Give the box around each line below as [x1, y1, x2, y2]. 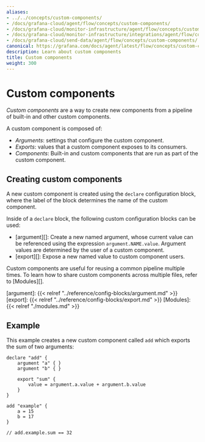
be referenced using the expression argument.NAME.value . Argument [15, 240, 186, 248]
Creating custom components [6, 174, 123, 184]
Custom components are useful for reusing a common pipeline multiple [6, 265, 185, 272]
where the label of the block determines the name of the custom [6, 197, 168, 204]
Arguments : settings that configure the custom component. [15, 137, 165, 144]
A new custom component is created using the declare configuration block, [6, 190, 196, 197]
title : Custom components [6, 54, 72, 61]
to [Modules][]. [6, 278, 45, 285]
